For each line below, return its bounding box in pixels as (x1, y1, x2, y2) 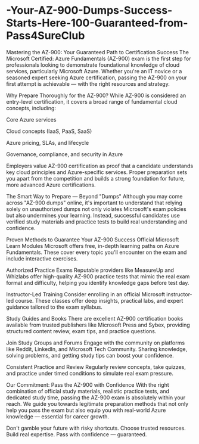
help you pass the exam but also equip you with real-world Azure (6, 406, 166, 414)
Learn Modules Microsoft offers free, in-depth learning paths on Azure (6, 242, 180, 249)
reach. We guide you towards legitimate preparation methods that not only (6, 400, 189, 407)
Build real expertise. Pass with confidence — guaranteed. (6, 430, 147, 438)
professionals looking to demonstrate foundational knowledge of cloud (6, 61, 180, 69)
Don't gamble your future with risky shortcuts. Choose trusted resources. (6, 424, 186, 431)
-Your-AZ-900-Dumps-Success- (6, 4, 173, 17)
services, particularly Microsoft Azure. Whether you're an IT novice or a (6, 67, 182, 74)
